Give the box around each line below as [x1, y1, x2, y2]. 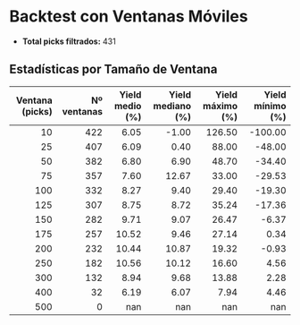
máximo [202, 99, 238, 112]
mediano [153, 99, 192, 112]
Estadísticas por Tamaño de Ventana [9, 62, 218, 77]
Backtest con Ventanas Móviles [9, 6, 248, 27]
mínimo [254, 99, 287, 112]
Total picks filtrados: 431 [21, 36, 116, 47]
